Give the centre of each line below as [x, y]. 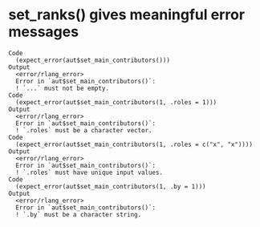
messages [43, 32]
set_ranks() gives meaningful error [127, 15]
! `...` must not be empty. [63, 88]
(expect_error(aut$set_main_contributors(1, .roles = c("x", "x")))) [134, 144]
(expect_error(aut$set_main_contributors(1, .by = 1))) [111, 186]
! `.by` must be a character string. [79, 214]
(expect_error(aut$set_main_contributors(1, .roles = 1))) [116, 102]
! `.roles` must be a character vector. [84, 130]
